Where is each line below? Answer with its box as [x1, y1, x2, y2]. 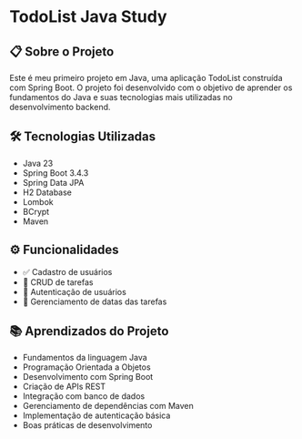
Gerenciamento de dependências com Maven [22, 401, 194, 412]
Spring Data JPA [22, 177, 85, 188]
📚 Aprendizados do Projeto [9, 323, 169, 339]
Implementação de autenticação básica [22, 410, 171, 421]
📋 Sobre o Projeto [9, 44, 115, 59]
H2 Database [22, 187, 73, 198]
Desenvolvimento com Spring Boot [22, 372, 154, 383]
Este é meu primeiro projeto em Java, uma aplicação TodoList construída [9, 73, 284, 83]
